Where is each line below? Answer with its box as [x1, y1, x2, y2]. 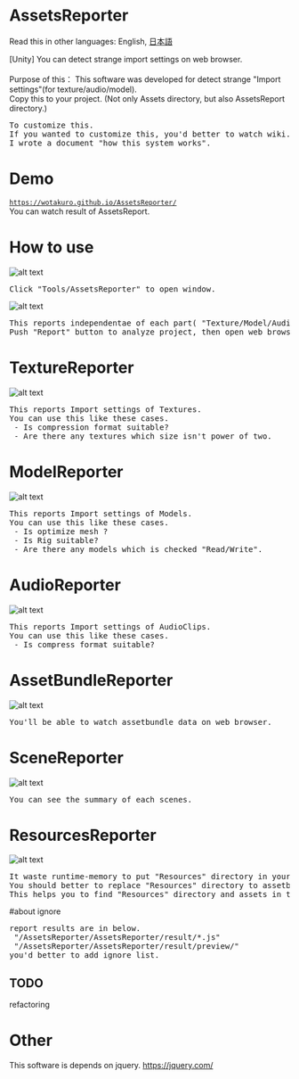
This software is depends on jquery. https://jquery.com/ [9, 1060, 214, 1071]
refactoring [9, 1000, 51, 1010]
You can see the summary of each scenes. [9, 795, 193, 804]
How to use [9, 237, 94, 258]
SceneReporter [9, 747, 125, 768]
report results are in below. [9, 924, 141, 934]
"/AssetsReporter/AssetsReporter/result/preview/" [13, 942, 240, 951]
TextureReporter [9, 358, 134, 377]
